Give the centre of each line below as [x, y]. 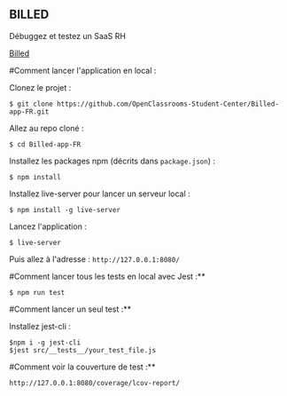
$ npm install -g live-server [65, 210]
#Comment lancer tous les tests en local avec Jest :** [107, 276]
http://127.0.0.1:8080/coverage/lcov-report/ [94, 383]
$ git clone [31, 104]
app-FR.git [29, 111]
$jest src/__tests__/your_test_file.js [83, 350]
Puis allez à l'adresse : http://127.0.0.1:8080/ [94, 259]
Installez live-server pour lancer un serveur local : [100, 194]
